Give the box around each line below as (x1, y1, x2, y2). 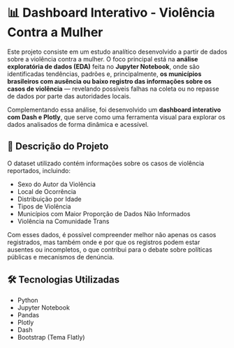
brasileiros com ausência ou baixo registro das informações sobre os (7, 77, 212, 85)
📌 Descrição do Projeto (7, 140, 109, 153)
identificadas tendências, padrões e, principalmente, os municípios (7, 70, 202, 78)
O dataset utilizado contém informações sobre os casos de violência (7, 159, 205, 167)
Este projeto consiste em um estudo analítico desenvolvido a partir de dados (7, 47, 228, 56)
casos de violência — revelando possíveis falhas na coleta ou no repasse (7, 84, 220, 93)
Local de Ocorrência (17, 187, 77, 195)
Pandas (17, 310, 40, 319)
